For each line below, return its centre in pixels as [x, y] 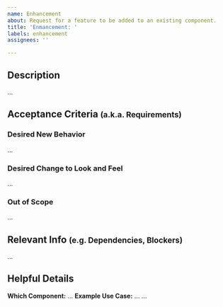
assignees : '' [28, 40]
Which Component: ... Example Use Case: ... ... [77, 296]
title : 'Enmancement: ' [42, 27]
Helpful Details [41, 279]
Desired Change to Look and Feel [65, 168]
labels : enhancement [38, 34]
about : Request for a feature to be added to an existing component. [112, 21]
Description [34, 75]
